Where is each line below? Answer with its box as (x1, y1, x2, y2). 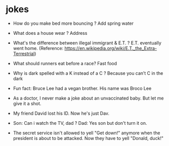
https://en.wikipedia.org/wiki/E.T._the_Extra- (64, 45, 157, 51)
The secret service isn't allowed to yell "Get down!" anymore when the (13, 130, 160, 136)
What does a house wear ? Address (13, 30, 88, 36)
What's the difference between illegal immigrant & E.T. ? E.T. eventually (13, 39, 161, 46)
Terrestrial (13, 51, 35, 57)
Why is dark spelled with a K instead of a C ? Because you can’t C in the (13, 70, 163, 76)
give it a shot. (13, 100, 41, 107)
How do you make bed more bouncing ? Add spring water (13, 20, 134, 26)
